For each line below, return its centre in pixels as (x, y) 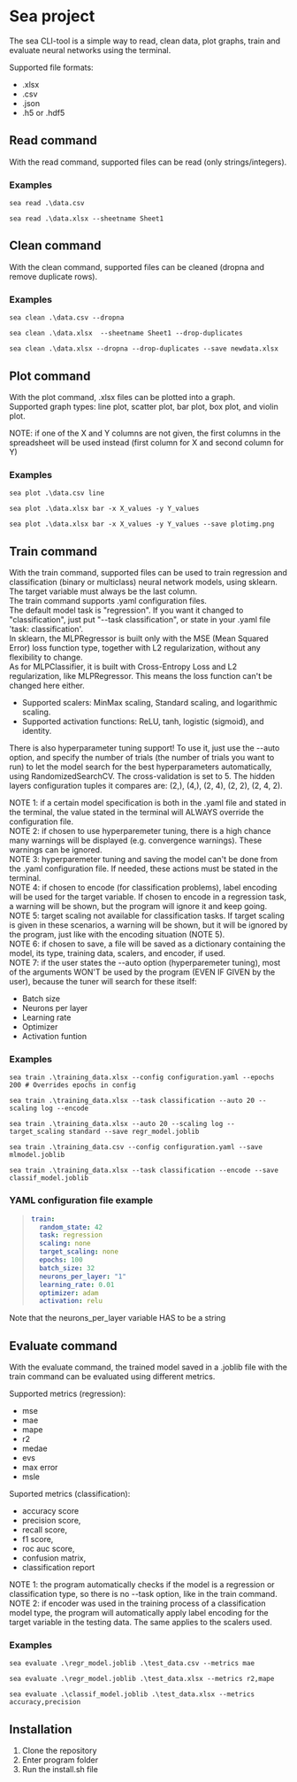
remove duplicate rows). (53, 276)
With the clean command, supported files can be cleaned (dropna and (137, 266)
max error (40, 1468)
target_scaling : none (79, 1252)
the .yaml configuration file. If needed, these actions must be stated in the (144, 868)
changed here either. (47, 686)
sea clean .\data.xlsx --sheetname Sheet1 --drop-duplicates (126, 334)
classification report (58, 1568)
